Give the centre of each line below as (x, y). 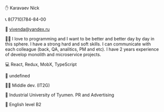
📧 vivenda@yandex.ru (27, 29)
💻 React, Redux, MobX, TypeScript (41, 64)
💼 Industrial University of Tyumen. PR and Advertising (60, 95)
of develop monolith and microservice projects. (53, 55)
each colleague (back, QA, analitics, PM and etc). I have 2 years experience (82, 49)
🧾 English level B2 (23, 104)
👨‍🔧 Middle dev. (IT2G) (28, 85)
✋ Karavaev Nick (22, 8)
